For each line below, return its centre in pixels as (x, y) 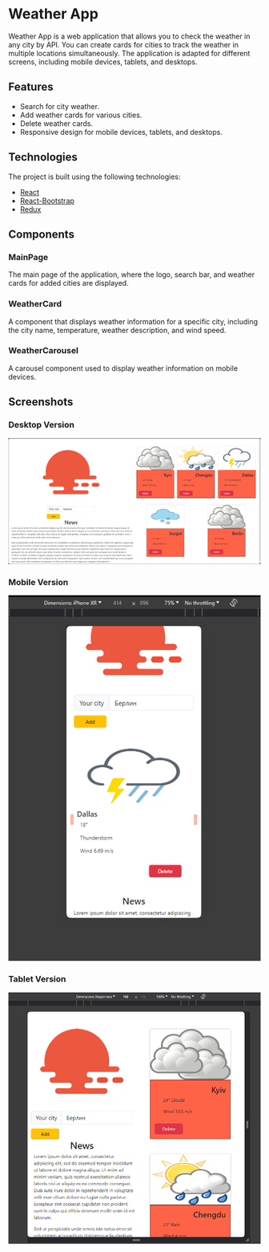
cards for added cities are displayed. (69, 283)
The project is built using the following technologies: (94, 177)
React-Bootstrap (47, 201)
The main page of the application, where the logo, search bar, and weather (132, 274)
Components (41, 234)
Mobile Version (38, 582)
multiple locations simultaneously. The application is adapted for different (129, 53)
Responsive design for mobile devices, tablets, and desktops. (121, 132)
